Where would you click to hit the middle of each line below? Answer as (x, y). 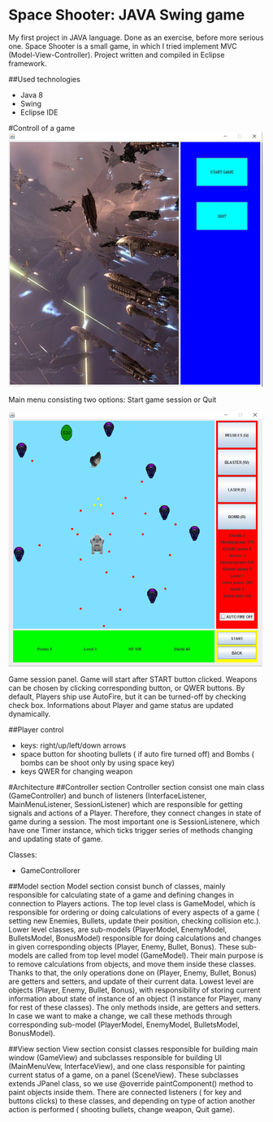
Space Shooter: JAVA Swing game (127, 15)
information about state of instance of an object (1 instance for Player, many (135, 998)
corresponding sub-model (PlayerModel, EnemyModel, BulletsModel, (124, 1024)
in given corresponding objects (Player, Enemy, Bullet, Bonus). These (124, 946)
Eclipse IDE (39, 112)
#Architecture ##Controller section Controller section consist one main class (136, 787)
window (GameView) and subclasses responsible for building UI (115, 1057)
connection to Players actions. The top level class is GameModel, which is (132, 903)
